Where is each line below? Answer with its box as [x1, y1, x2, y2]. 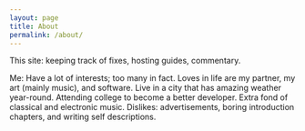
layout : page [9, 13, 59, 23]
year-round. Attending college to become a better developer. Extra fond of [9, 92, 289, 103]
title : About [9, 22, 59, 31]
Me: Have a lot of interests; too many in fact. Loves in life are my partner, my [9, 73, 296, 84]
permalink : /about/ [9, 30, 84, 39]
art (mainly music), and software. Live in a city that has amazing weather [9, 83, 282, 94]
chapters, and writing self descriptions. [9, 111, 157, 123]
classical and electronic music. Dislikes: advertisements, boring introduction [9, 102, 295, 113]
